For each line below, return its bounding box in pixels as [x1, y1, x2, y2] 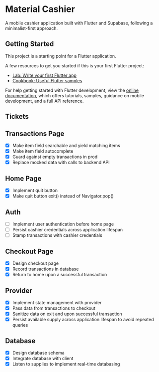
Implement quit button [12, 187, 58, 193]
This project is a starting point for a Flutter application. [5, 53, 116, 59]
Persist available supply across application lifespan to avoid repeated [12, 317, 154, 323]
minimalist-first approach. [5, 25, 58, 31]
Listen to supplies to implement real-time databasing [12, 361, 120, 367]
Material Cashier [5, 3, 76, 15]
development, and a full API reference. [5, 98, 84, 104]
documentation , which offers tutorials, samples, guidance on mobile [5, 92, 144, 98]
